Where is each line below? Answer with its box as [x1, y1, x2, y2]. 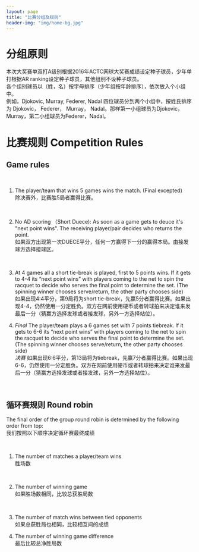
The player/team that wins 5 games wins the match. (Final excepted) [14, 187, 182, 194]
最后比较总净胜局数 [14, 540, 62, 547]
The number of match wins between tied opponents [14, 514, 143, 521]
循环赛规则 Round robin [6, 400, 93, 410]
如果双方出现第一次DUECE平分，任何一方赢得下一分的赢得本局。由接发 [14, 239, 189, 246]
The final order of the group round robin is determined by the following [6, 416, 179, 423]
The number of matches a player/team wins [14, 453, 122, 460]
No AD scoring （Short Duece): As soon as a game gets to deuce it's [14, 218, 184, 225]
